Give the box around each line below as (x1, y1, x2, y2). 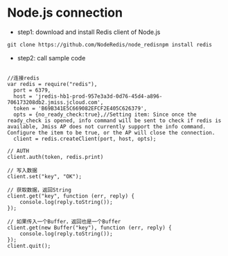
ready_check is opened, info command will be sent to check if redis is (7, 117, 222, 124)
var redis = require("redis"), (7, 80, 98, 87)
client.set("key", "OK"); (7, 173, 82, 180)
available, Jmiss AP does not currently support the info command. (7, 123, 207, 130)
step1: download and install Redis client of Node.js (17, 28, 161, 36)
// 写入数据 (7, 167, 38, 174)
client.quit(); (7, 242, 51, 249)
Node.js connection (7, 5, 123, 21)
